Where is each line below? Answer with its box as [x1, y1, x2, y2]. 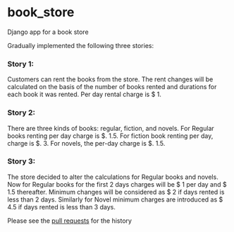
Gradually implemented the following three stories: [7, 41, 154, 50]
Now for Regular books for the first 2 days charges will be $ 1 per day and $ [7, 180, 227, 188]
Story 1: [7, 59, 34, 69]
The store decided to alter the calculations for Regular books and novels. [7, 173, 218, 181]
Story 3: [7, 156, 36, 166]
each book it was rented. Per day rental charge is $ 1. [7, 90, 162, 99]
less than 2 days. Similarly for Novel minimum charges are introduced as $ [7, 195, 223, 204]
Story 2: [7, 108, 35, 117]
